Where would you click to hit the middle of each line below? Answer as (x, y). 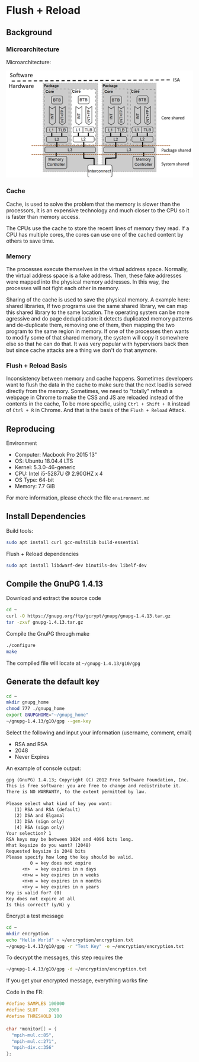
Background (29, 32)
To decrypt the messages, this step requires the (65, 957)
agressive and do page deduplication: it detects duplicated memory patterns (99, 318)
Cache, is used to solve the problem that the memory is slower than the (93, 204)
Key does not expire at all (41, 898)
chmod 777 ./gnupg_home (36, 709)
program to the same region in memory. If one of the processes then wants (98, 331)
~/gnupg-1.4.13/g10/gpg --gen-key (49, 721)
